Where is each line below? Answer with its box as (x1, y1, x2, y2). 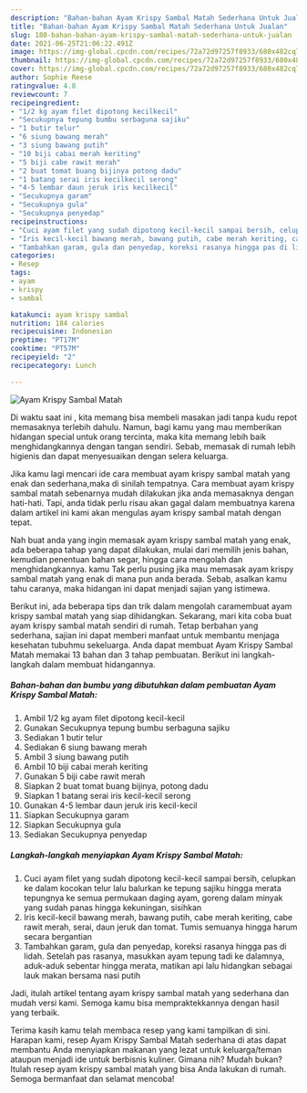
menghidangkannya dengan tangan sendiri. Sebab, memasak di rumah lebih (10, 440, 296, 452)
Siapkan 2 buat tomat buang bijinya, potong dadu (23, 780, 209, 791)
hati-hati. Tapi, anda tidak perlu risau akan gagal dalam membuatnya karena (10, 497, 295, 508)
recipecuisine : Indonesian (10, 327, 113, 336)
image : (10, 47, 36, 57)
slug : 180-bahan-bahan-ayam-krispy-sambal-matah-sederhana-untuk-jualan (10, 30, 292, 39)
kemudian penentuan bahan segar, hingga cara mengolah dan (10, 553, 243, 564)
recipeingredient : (10, 98, 80, 108)
